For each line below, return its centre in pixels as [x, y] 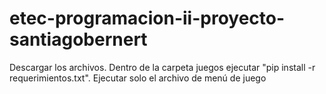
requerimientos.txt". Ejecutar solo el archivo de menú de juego [138, 78]
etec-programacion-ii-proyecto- [147, 18]
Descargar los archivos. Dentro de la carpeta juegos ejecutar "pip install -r [162, 67]
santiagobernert [78, 39]
